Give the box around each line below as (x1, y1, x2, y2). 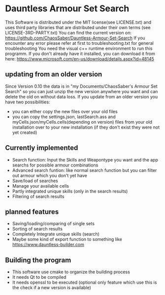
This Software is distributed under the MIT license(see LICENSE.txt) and (5, 19, 152, 25)
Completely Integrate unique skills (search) (12, 231, 100, 237)
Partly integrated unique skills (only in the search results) (12, 188, 128, 194)
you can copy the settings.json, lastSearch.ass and (12, 114, 116, 120)
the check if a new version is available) (12, 285, 91, 291)
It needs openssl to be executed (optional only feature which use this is (12, 279, 157, 286)
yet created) (12, 129, 37, 135)
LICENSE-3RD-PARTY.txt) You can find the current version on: (5, 30, 132, 35)
